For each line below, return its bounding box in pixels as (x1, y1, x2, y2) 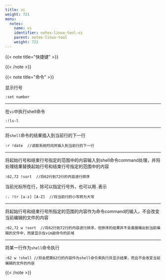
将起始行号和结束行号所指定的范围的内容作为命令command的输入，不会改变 (5, 208, 160, 214)
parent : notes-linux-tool (14, 35, 68, 40)
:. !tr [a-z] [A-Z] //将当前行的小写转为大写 (5, 194, 95, 199)
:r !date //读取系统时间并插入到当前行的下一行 (5, 143, 95, 148)
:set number (5, 94, 30, 99)
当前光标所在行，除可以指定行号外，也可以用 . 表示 (5, 183, 107, 189)
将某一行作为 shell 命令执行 (5, 244, 60, 251)
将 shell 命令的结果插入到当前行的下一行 (5, 132, 85, 138)
